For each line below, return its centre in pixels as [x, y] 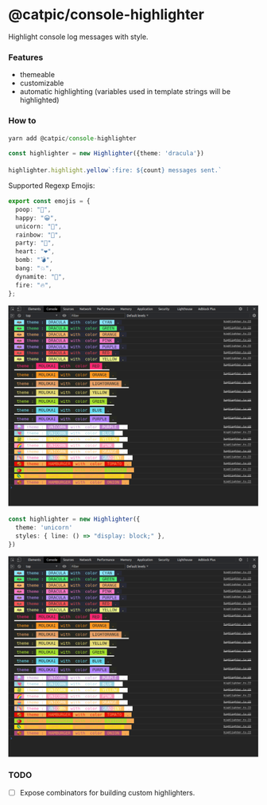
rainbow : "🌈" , [39, 235]
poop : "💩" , [33, 209]
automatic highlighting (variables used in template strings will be [125, 92]
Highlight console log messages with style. [78, 37]
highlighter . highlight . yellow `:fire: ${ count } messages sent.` [115, 170]
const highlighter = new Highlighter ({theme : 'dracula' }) [106, 154]
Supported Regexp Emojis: [52, 186]
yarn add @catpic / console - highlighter [72, 138]
